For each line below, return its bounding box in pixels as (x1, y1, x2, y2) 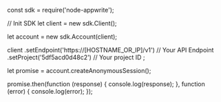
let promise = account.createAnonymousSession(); (7, 67, 151, 74)
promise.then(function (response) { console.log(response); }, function (7, 80, 205, 88)
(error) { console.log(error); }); (7, 88, 93, 95)
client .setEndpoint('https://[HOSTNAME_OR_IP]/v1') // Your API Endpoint (7, 46, 214, 54)
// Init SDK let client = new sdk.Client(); (7, 19, 117, 27)
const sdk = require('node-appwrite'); (7, 6, 115, 14)
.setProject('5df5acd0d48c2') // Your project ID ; (7, 53, 146, 61)
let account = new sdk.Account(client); (7, 32, 118, 41)
